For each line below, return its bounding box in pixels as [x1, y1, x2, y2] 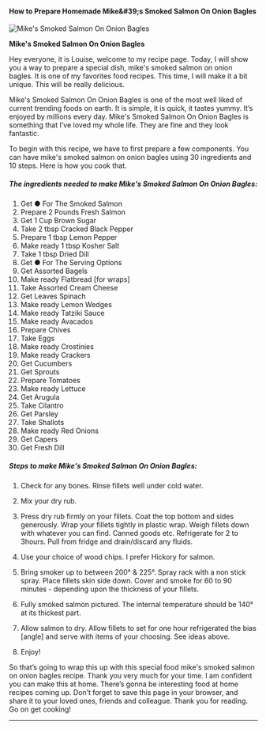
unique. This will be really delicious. [9, 80, 126, 89]
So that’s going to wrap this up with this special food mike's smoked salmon [9, 663, 256, 672]
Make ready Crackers [20, 351, 91, 360]
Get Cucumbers [20, 359, 73, 368]
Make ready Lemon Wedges [20, 300, 113, 309]
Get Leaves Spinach [20, 291, 86, 301]
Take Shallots [20, 418, 65, 427]
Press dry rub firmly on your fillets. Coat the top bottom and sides [20, 511, 234, 522]
